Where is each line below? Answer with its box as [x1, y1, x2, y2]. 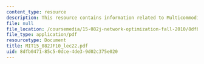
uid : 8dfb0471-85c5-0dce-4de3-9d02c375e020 [6, 49, 118, 55]
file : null [6, 20, 34, 26]
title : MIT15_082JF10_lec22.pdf [6, 43, 88, 49]
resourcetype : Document [6, 37, 67, 43]
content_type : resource [6, 9, 67, 15]
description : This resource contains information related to [6, 15, 165, 21]
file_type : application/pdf [6, 32, 78, 38]
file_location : [6, 26, 45, 32]
